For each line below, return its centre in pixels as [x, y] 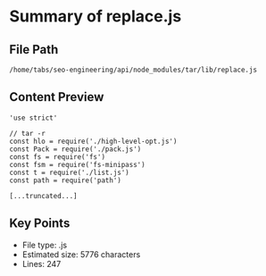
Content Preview [57, 97]
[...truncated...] [43, 196]
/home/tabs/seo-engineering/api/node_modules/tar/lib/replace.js [133, 70]
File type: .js [45, 245]
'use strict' [33, 118]
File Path [34, 50]
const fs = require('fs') [57, 157]
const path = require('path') [66, 180]
